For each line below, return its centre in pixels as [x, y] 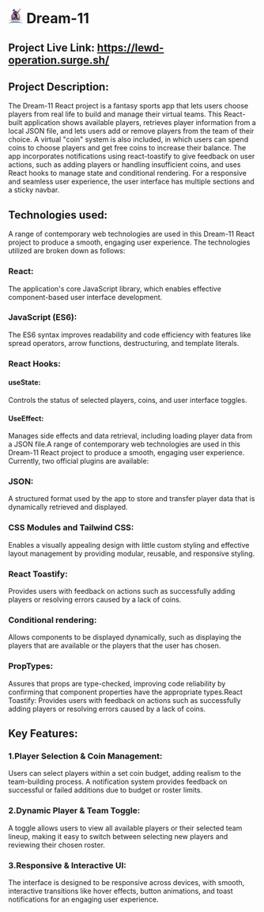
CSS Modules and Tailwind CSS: [71, 528]
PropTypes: [31, 667]
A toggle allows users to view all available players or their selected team [125, 828]
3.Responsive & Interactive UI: [67, 865]
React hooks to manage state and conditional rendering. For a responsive [128, 173]
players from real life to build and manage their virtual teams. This [115, 114]
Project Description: [58, 87]
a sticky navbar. [34, 190]
